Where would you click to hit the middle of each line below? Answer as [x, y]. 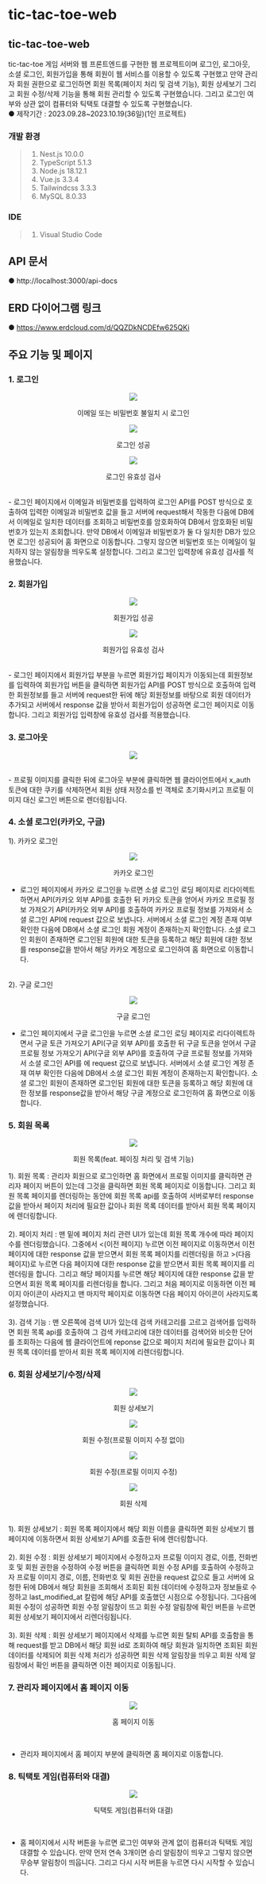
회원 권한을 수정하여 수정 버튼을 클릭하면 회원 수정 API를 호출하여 [126, 1567]
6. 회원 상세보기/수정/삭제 [55, 1375]
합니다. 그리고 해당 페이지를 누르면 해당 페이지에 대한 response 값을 [141, 1274]
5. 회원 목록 [29, 1125]
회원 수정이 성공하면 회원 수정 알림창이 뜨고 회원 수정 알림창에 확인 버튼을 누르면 [132, 1607]
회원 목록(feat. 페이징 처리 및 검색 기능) [133, 1160]
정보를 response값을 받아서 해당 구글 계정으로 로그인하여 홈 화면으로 [135, 1093]
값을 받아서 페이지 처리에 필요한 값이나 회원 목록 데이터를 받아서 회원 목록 [121, 1206]
